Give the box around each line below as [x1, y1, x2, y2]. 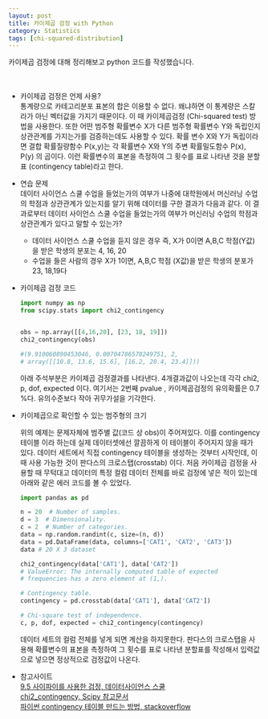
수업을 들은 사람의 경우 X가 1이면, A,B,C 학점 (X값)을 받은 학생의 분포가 [31, 256, 254, 266]
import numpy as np [19, 299, 86, 308]
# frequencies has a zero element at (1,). [19, 575, 169, 583]
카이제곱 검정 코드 [19, 283, 76, 293]
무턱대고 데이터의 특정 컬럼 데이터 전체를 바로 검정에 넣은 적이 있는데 [43, 468, 258, 477]
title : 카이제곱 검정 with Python [8, 19, 114, 27]
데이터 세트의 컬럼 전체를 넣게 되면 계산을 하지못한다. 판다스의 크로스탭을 [19, 634, 247, 643]
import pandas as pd [19, 493, 89, 502]
